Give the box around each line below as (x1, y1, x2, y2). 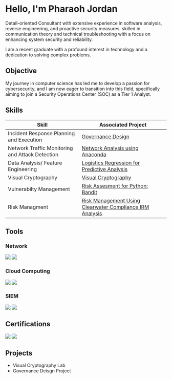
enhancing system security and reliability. (5, 36, 93, 43)
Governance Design (81, 133, 130, 140)
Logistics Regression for (81, 159, 140, 166)
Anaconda (81, 151, 106, 158)
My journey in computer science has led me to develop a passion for (5, 80, 150, 86)
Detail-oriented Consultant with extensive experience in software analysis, (5, 20, 162, 26)
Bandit (81, 188, 97, 196)
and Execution (8, 136, 42, 143)
